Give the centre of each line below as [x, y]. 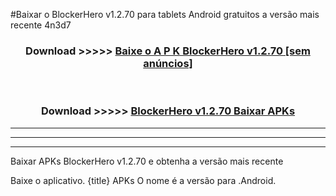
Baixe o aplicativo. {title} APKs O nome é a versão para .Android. [143, 180]
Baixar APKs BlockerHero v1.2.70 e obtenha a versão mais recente [147, 161]
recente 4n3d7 [41, 25]
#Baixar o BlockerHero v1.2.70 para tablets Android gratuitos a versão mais [165, 14]
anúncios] [168, 63]
